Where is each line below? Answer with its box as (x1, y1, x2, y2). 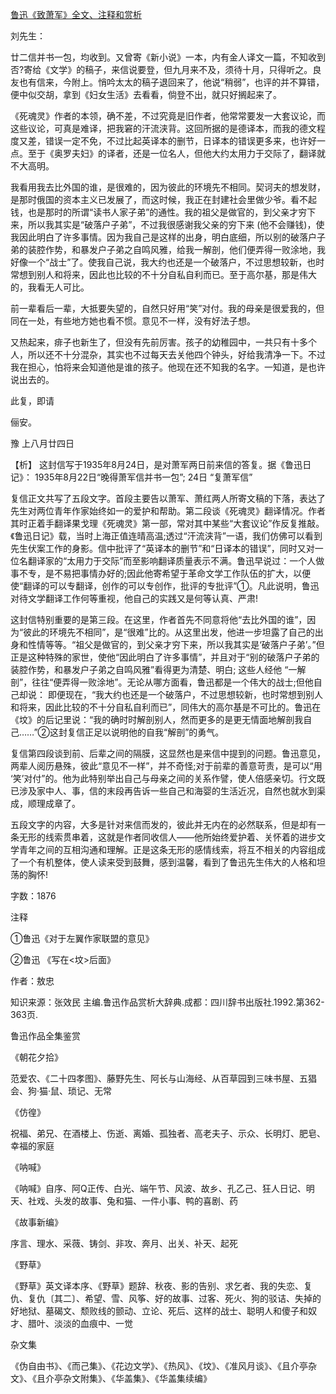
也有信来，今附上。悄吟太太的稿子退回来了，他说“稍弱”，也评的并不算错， (18, 76, 325, 88)
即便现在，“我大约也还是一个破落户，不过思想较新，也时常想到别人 (47, 689, 324, 700)
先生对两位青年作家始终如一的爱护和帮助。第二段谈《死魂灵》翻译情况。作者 (10, 505, 326, 517)
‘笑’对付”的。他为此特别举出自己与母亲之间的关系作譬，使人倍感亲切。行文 (10, 773, 317, 784)
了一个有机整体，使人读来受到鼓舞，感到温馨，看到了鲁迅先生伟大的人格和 (10, 856, 317, 868)
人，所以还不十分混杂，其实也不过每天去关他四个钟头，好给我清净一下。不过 (10, 349, 326, 360)
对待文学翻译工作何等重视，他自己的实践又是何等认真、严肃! (10, 593, 259, 604)
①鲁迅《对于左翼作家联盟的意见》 (10, 933, 155, 944)
